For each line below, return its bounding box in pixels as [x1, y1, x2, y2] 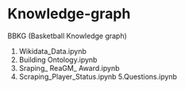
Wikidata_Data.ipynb [18, 46, 87, 56]
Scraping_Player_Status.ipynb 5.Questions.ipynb [18, 72, 178, 81]
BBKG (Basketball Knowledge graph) [7, 31, 128, 41]
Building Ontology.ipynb [18, 55, 98, 64]
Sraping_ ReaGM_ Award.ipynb [18, 63, 120, 72]
